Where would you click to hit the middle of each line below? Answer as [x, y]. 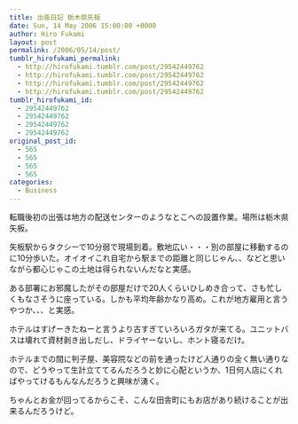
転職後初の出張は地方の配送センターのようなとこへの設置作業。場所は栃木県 [149, 217]
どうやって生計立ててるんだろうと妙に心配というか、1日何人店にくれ [158, 370]
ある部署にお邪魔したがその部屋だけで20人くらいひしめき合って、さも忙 [142, 288]
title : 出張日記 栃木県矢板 [55, 17]
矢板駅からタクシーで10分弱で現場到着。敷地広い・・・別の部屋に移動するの [149, 247]
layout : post [33, 42]
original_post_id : [43, 141]
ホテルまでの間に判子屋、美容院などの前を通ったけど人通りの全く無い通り [145, 359]
